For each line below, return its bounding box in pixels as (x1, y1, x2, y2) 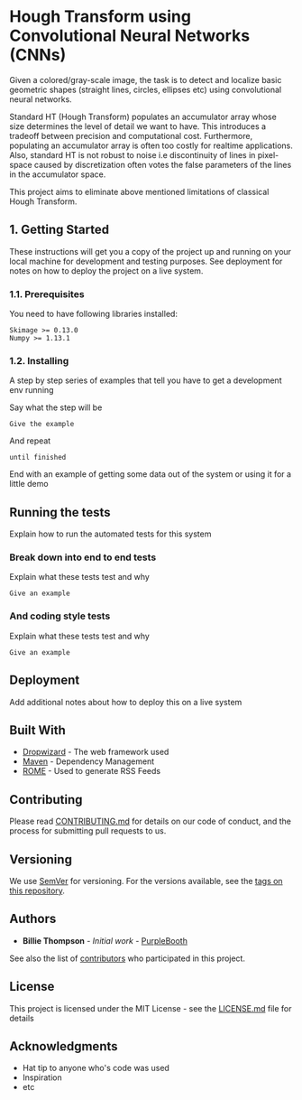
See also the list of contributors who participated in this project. (9, 953, 246, 964)
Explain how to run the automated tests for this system (9, 528, 212, 539)
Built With (9, 722, 66, 738)
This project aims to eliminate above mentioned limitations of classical (9, 186, 270, 197)
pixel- (257, 149, 279, 160)
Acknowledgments (9, 1039, 119, 1054)
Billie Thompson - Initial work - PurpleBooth (22, 935, 188, 946)
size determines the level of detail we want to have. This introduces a (9, 120, 267, 132)
